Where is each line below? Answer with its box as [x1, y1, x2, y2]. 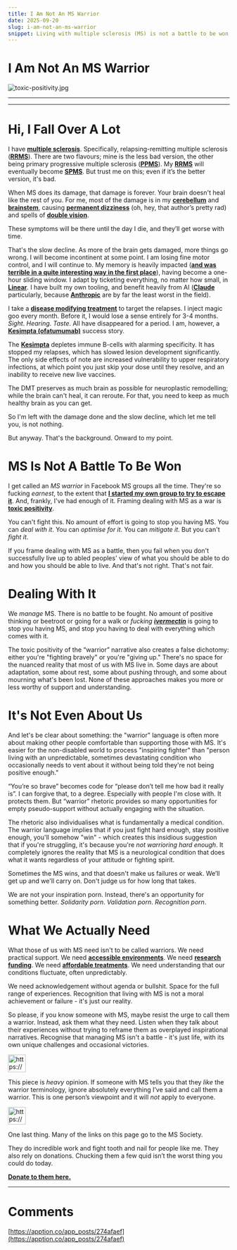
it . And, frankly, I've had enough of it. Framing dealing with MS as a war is [8, 497, 222, 505]
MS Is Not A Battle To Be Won [8, 459, 182, 474]
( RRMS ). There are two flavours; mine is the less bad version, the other [8, 152, 214, 161]
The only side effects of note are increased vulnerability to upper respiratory [8, 355, 229, 364]
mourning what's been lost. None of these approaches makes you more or [8, 676, 224, 683]
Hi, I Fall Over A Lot [8, 121, 121, 137]
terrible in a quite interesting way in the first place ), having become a [8, 268, 212, 277]
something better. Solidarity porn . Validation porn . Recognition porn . [8, 898, 207, 906]
